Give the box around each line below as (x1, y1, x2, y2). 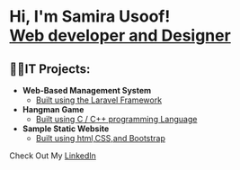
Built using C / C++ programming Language (35, 114, 198, 124)
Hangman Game (22, 104, 84, 114)
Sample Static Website (22, 123, 110, 134)
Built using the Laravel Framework (35, 94, 163, 105)
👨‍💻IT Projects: (9, 61, 91, 76)
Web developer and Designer (9, 25, 231, 46)
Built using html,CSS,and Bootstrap (35, 133, 166, 143)
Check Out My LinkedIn (9, 150, 97, 161)
